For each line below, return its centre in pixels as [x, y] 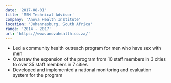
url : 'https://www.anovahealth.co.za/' [48, 34]
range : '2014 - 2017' [28, 29]
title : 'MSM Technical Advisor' [40, 15]
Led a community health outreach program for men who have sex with [87, 48]
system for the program [38, 75]
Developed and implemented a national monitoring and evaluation [82, 70]
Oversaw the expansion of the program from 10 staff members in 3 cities [89, 59]
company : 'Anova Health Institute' [43, 19]
